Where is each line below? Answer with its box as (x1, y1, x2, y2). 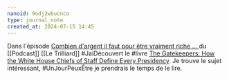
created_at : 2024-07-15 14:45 (7, 23, 95, 30)
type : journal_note (7, 17, 64, 24)
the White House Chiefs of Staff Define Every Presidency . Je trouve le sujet (7, 57, 222, 65)
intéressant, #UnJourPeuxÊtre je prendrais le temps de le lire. (7, 64, 183, 73)
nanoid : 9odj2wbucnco (7, 10, 70, 17)
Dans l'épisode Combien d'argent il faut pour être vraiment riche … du (7, 42, 207, 51)
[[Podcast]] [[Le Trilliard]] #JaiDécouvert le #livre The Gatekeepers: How (7, 49, 215, 58)
